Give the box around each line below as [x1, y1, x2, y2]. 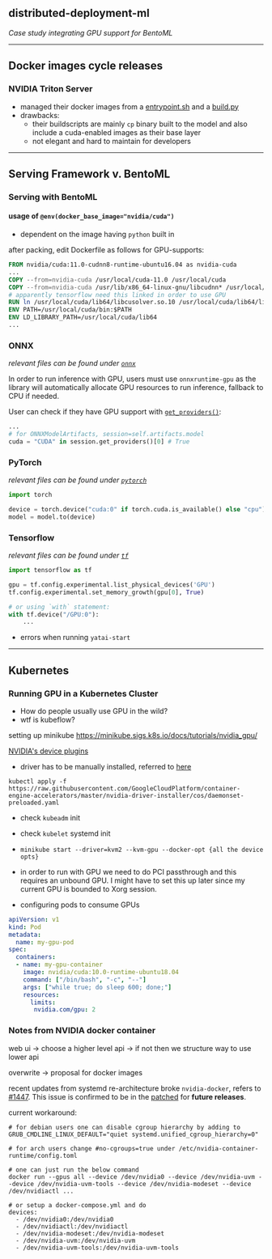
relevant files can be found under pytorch [8, 475, 147, 485]
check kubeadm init [19, 812, 81, 822]
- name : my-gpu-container [15, 960, 104, 969]
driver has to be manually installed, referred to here [19, 761, 192, 771]
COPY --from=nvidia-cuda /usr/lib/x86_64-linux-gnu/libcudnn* [8, 283, 223, 291]
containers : [15, 953, 57, 961]
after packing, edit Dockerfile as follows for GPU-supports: [8, 245, 205, 255]
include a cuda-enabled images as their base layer [32, 127, 202, 137]
